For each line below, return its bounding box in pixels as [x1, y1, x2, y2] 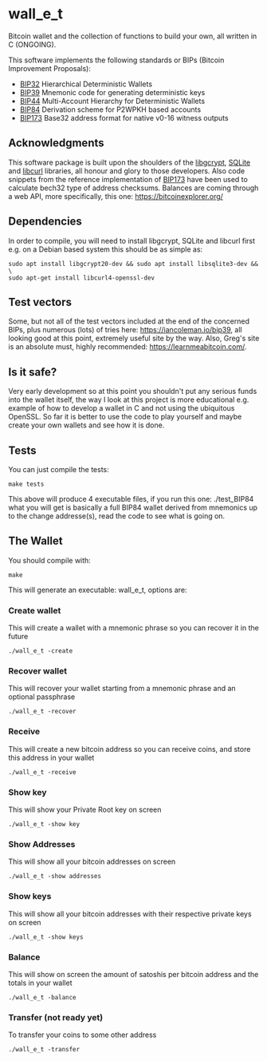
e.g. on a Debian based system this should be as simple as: [8, 244, 203, 254]
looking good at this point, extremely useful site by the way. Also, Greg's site [8, 333, 260, 344]
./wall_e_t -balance [8, 993, 77, 1001]
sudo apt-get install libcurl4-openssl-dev [8, 273, 155, 282]
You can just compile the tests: [8, 465, 109, 474]
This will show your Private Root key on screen [8, 805, 162, 814]
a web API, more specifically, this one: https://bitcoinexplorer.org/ [8, 191, 223, 201]
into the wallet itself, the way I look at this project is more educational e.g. [8, 395, 249, 404]
